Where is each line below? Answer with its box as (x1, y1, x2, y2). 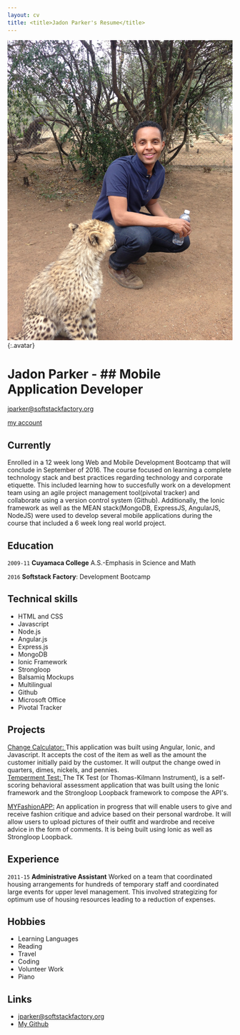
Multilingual (17, 680, 52, 689)
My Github (17, 1020, 49, 1029)
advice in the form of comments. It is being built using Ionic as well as (7, 825, 213, 834)
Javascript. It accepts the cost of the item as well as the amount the (7, 750, 207, 759)
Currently (7, 439, 51, 451)
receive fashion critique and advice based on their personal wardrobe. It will (7, 809, 231, 818)
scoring (7, 781, 30, 789)
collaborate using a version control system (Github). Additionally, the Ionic (7, 496, 225, 505)
